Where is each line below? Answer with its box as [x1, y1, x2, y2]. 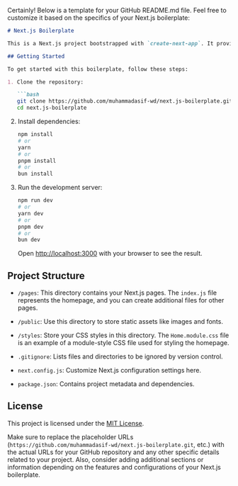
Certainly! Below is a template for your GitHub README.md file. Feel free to [7, 6, 227, 14]
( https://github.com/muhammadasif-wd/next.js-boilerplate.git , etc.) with [7, 440, 225, 448]
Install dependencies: [17, 117, 81, 125]
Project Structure [7, 269, 85, 282]
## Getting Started [7, 52, 65, 60]
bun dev [17, 237, 40, 244]
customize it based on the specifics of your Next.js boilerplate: [7, 13, 190, 22]
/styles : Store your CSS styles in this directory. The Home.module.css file [17, 331, 229, 339]
